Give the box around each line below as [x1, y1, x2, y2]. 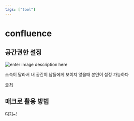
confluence [5, 28, 52, 39]
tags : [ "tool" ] [5, 7, 36, 12]
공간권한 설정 [5, 48, 42, 57]
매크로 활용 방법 [5, 97, 49, 106]
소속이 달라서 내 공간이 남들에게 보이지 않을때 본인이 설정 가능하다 [5, 71, 129, 77]
